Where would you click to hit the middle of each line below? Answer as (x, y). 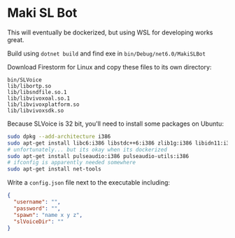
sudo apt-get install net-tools (54, 169)
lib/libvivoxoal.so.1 (39, 98)
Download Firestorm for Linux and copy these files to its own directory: (109, 67)
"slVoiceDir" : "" (39, 222)
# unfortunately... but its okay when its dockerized (87, 150)
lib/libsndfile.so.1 (37, 92)
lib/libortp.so (29, 86)
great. (16, 39)
